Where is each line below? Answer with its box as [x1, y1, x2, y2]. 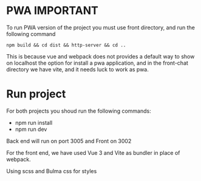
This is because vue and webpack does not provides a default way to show [6, 52, 195, 60]
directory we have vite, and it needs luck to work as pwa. [6, 65, 149, 73]
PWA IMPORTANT [6, 4, 98, 18]
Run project [6, 87, 66, 101]
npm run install [15, 119, 53, 126]
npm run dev [15, 126, 47, 133]
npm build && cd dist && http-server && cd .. [6, 42, 126, 48]
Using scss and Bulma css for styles [6, 167, 97, 174]
